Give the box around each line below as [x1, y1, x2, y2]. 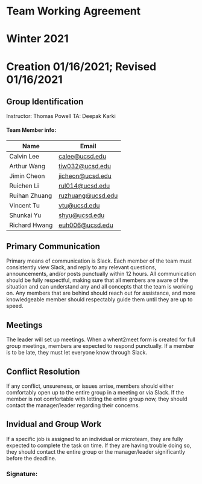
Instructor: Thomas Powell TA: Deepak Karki [6, 113, 116, 120]
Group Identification [6, 96, 84, 106]
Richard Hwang [9, 221, 53, 229]
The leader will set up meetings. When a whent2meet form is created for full [6, 336, 196, 343]
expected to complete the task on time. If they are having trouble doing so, [6, 442, 192, 449]
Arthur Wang [9, 162, 45, 170]
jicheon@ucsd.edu [58, 171, 112, 180]
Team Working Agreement [6, 4, 141, 18]
